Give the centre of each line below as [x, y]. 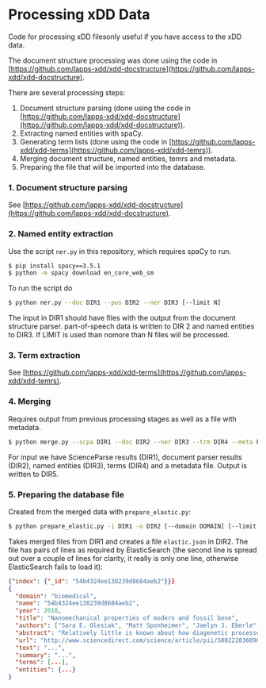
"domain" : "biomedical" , [56, 596]
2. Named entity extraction [61, 234]
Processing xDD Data [79, 15]
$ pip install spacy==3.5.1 [55, 266]
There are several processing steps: [67, 92]
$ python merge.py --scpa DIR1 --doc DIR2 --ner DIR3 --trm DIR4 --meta [131, 442]
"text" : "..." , [40, 648]
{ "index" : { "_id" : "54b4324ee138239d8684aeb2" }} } [92, 581]
